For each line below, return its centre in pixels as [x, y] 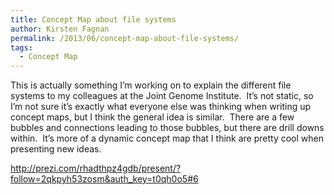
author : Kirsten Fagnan [60, 29]
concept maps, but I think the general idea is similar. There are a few [152, 117]
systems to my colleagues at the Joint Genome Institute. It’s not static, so [162, 96]
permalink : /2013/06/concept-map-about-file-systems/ [125, 38]
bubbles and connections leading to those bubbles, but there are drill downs [167, 128]
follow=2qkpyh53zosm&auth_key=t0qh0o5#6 [104, 179]
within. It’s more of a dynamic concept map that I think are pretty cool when [167, 138]
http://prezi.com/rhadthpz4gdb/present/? [96, 168]
